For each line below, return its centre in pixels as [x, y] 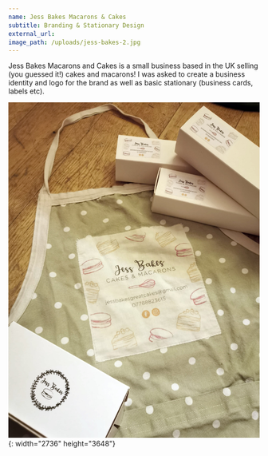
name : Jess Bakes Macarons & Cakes [67, 17]
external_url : [32, 34]
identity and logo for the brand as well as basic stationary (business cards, [131, 83]
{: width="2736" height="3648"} [62, 444]
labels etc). [27, 91]
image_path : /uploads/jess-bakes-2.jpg [75, 42]
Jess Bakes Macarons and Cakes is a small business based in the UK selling [133, 66]
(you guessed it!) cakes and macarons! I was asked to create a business [127, 74]
